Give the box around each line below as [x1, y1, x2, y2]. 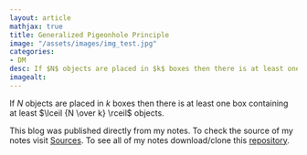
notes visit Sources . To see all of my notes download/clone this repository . [9, 134, 291, 146]
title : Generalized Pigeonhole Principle [9, 30, 170, 39]
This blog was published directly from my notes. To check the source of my [9, 125, 294, 136]
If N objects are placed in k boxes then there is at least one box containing [9, 98, 289, 108]
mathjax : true [9, 22, 64, 31]
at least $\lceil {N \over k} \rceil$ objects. [9, 107, 164, 119]
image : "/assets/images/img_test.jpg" [9, 38, 157, 48]
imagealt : [9, 73, 48, 82]
